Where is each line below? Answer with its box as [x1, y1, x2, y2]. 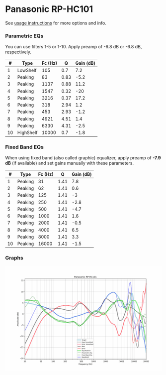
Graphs [5, 254, 23, 261]
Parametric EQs [5, 32, 44, 39]
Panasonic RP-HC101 [5, 3, 93, 15]
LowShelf [17, 67, 37, 73]
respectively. [5, 49, 31, 55]
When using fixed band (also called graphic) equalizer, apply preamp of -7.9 [5, 155, 161, 161]
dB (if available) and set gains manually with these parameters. [5, 160, 134, 166]
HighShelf [17, 129, 38, 135]
